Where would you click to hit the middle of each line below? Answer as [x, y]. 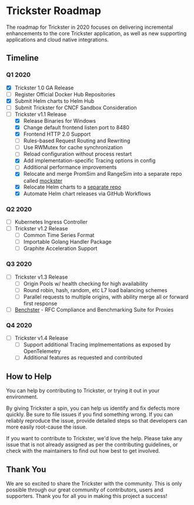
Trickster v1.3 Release [41, 277]
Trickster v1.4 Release [41, 338]
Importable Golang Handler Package [67, 242]
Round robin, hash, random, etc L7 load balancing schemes [95, 290]
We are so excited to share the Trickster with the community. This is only [94, 483]
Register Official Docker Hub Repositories [65, 94]
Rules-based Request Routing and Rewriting [77, 141]
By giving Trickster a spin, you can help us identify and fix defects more [93, 408]
